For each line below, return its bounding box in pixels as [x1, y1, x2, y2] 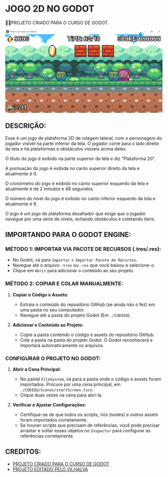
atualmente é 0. [5, 171, 38, 177]
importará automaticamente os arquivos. [20, 342, 104, 348]
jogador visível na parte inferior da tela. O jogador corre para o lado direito [5, 140, 159, 146]
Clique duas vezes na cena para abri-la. [20, 392, 103, 398]
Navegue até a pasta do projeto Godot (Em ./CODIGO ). [20, 312, 131, 318]
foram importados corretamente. [20, 417, 88, 423]
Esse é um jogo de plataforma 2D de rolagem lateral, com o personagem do [5, 135, 162, 141]
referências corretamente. [20, 433, 74, 439]
